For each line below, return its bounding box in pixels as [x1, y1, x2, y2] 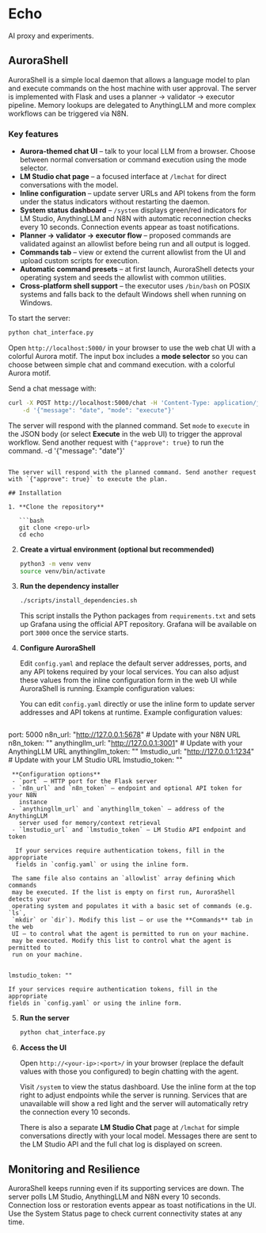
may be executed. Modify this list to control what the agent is [11, 937, 232, 945]
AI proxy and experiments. [8, 31, 94, 40]
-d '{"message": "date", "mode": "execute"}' [22, 406, 176, 414]
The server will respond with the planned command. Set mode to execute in [8, 421, 250, 430]
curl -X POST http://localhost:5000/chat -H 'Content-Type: [8, 399, 211, 407]
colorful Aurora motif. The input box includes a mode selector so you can [8, 351, 248, 361]
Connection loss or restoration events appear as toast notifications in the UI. [8, 1200, 257, 1209]
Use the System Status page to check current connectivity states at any [8, 1208, 243, 1218]
